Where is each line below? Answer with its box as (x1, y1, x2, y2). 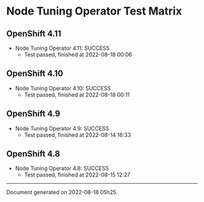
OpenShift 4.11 (6, 29, 62, 39)
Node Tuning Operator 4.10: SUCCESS (15, 84, 111, 92)
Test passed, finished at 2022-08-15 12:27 (24, 171, 131, 178)
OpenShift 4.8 (6, 149, 61, 159)
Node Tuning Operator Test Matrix (6, 4, 182, 18)
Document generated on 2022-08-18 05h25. (6, 189, 118, 196)
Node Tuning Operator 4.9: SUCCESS (15, 124, 109, 132)
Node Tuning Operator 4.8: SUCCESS (15, 165, 109, 172)
